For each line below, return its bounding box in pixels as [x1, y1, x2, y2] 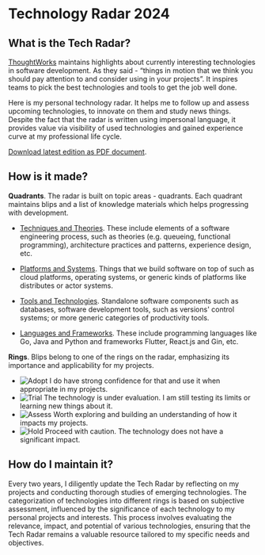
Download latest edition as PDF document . [8, 147, 147, 156]
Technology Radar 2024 [8, 5, 170, 23]
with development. [8, 208, 69, 217]
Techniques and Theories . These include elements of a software [19, 223, 230, 232]
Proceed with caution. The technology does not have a [44, 426, 224, 436]
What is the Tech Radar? [8, 36, 131, 50]
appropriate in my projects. [19, 384, 108, 393]
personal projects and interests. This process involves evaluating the [8, 512, 232, 522]
